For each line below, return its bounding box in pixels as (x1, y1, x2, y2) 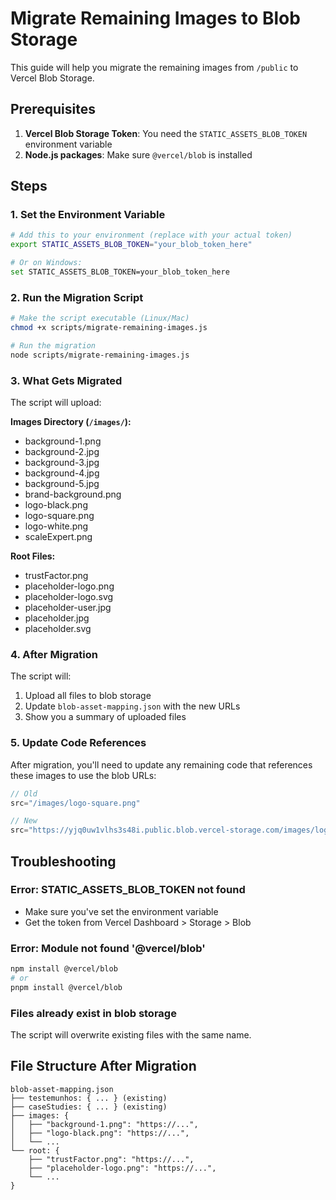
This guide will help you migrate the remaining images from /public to (10, 61, 299, 73)
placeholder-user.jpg (24, 602, 112, 614)
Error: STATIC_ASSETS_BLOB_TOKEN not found (10, 883, 246, 897)
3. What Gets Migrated (10, 373, 123, 387)
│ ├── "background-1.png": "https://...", (10, 1119, 199, 1129)
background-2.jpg (24, 446, 100, 458)
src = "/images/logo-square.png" (10, 798, 141, 808)
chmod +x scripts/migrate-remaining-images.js (10, 323, 208, 333)
